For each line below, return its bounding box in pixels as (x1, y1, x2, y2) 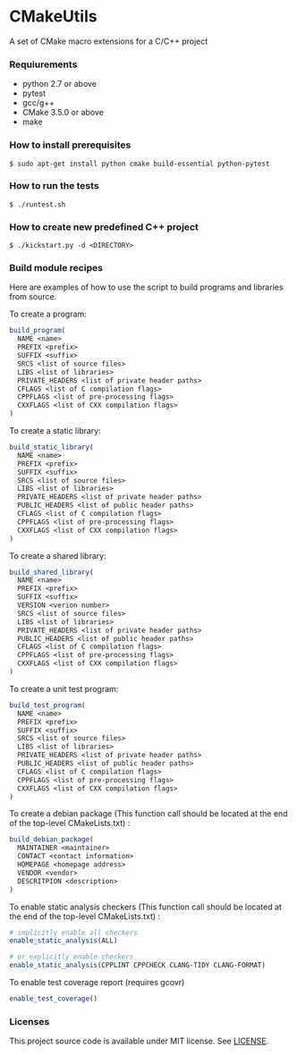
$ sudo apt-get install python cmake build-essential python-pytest (9, 159, 270, 168)
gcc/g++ (21, 97, 55, 108)
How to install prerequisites (9, 139, 132, 151)
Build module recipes (9, 262, 103, 274)
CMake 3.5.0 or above (21, 107, 105, 118)
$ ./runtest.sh (9, 199, 66, 209)
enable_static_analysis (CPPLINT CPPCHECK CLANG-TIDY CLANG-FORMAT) (9, 961, 267, 970)
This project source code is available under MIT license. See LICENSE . (9, 1035, 269, 1047)
